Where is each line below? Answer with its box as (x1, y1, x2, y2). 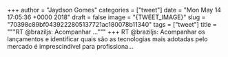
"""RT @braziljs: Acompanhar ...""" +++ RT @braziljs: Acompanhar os (7, 27, 205, 36)
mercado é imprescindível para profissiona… (7, 43, 134, 50)
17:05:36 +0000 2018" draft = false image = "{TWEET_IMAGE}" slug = (7, 13, 206, 21)
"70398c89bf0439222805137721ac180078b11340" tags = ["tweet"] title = (7, 21, 217, 28)
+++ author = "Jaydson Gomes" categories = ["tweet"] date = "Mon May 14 (7, 6, 222, 14)
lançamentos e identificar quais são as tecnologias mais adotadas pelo (7, 35, 208, 43)
